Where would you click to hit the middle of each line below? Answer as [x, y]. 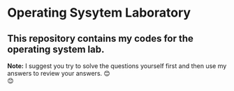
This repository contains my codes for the [101, 39]
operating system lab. [56, 49]
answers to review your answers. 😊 [59, 73]
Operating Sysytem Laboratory [99, 13]
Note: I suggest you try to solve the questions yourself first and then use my [117, 66]
